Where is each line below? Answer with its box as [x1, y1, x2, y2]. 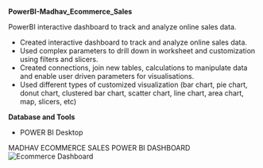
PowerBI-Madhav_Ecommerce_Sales [8, 7, 133, 16]
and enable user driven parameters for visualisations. [19, 72, 195, 80]
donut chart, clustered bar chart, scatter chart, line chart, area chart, [19, 88, 244, 98]
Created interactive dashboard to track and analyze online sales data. [19, 37, 248, 47]
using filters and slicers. [19, 55, 99, 64]
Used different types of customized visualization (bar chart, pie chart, [19, 80, 248, 89]
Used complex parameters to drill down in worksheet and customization [19, 46, 256, 55]
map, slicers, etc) [19, 97, 77, 106]
